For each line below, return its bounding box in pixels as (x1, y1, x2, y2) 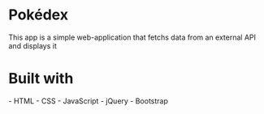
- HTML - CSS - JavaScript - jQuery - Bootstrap (8, 95, 169, 106)
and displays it (8, 40, 57, 50)
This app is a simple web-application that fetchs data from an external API (8, 32, 256, 42)
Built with (8, 70, 74, 88)
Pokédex (8, 6, 69, 24)
